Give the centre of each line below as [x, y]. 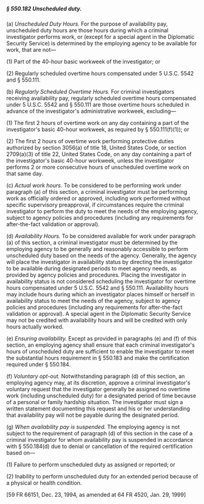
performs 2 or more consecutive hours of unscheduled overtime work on [98, 167]
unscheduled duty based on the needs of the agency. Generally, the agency [101, 255]
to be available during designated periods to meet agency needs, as [92, 268]
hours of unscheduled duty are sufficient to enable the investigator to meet [100, 351]
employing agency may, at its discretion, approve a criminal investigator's [98, 382]
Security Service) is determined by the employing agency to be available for [101, 43]
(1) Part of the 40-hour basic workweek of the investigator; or [83, 62]
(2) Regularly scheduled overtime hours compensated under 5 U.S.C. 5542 [100, 73]
